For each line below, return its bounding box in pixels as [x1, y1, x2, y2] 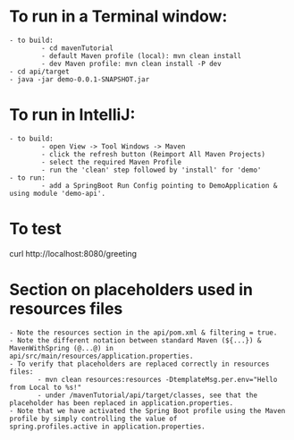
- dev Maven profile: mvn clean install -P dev [41, 59, 222, 68]
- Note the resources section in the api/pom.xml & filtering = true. [9, 328, 278, 337]
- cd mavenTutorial [41, 43, 114, 53]
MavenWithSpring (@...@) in [9, 343, 114, 352]
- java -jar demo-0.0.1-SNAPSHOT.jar [9, 74, 150, 84]
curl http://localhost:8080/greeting [9, 248, 137, 258]
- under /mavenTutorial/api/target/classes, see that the [37, 391, 257, 400]
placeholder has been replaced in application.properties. [9, 398, 234, 408]
